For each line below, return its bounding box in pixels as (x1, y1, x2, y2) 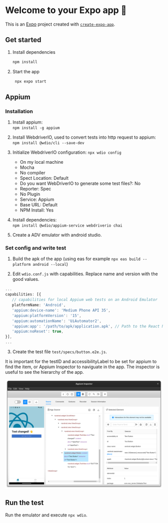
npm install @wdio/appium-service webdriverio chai (12, 223, 122, 228)
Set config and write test (5, 245, 66, 252)
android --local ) (32, 261, 68, 267)
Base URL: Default (19, 202, 57, 208)
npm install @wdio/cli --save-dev (12, 141, 84, 146)
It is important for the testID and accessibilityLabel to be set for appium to (5, 359, 157, 365)
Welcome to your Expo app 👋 (5, 5, 127, 16)
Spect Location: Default (19, 175, 69, 181)
